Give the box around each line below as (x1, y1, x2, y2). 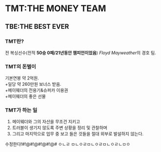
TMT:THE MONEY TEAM (5, 3, 106, 14)
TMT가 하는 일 (5, 107, 38, 114)
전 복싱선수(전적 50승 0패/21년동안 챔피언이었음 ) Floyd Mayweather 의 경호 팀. (5, 50, 156, 56)
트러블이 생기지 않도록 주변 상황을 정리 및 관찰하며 (12, 125, 107, 131)
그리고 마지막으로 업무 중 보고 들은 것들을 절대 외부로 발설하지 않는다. (12, 131, 144, 137)
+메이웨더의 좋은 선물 (5, 94, 46, 99)
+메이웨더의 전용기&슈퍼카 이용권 (5, 87, 68, 93)
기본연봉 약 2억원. (5, 75, 39, 81)
